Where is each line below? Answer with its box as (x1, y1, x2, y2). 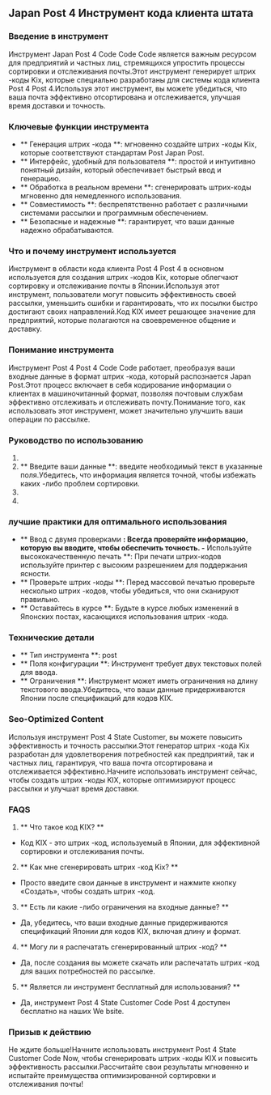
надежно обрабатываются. (19, 225, 115, 235)
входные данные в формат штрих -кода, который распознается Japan (8, 371, 252, 381)
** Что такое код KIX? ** (19, 822, 104, 832)
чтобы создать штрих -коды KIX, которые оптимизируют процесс (8, 775, 236, 784)
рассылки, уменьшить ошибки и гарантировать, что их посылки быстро (8, 299, 259, 308)
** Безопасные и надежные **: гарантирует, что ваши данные (19, 216, 235, 226)
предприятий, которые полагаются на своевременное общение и (8, 316, 236, 325)
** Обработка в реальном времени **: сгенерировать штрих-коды (19, 182, 252, 192)
